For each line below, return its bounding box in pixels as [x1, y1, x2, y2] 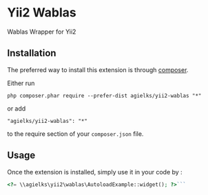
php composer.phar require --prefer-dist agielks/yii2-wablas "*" [7, 92, 202, 99]
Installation [7, 47, 56, 59]
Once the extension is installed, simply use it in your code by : [7, 168, 183, 176]
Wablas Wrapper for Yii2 [7, 27, 76, 36]
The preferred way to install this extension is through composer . [7, 65, 189, 73]
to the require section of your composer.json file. [7, 129, 144, 138]
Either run [7, 79, 35, 87]
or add [7, 104, 26, 113]
